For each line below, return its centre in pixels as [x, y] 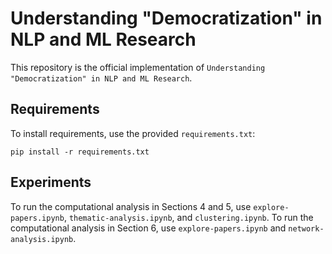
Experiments [51, 182]
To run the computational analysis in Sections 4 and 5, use [131, 206]
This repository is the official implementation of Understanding [138, 67]
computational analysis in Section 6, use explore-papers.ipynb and [148, 228]
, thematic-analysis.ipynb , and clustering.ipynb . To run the [188, 217]
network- [306, 228]
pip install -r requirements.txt [80, 152]
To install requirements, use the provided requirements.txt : [133, 133]
